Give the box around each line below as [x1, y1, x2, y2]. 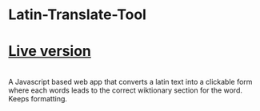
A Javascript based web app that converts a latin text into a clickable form [8, 77, 253, 87]
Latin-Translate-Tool [8, 6, 146, 24]
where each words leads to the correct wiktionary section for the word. [8, 85, 242, 95]
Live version [8, 42, 92, 61]
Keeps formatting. [8, 94, 68, 104]
